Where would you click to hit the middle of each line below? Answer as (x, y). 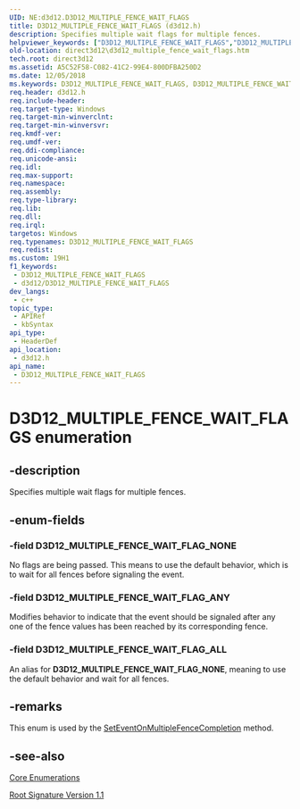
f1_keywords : (33, 267)
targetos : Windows (43, 233)
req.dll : (25, 217)
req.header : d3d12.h (48, 92)
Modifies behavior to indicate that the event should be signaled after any (142, 617)
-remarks (36, 706)
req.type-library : (43, 200)
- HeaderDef (35, 341)
